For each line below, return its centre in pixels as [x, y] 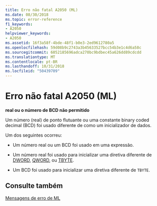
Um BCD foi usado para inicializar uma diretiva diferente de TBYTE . [81, 170]
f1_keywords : [19, 24]
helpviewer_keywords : [28, 33]
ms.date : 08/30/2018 [27, 15]
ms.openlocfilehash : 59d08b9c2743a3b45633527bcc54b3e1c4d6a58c [73, 48]
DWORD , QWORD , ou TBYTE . [43, 160]
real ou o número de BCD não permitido [47, 110]
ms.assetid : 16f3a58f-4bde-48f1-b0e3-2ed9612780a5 [60, 43]
